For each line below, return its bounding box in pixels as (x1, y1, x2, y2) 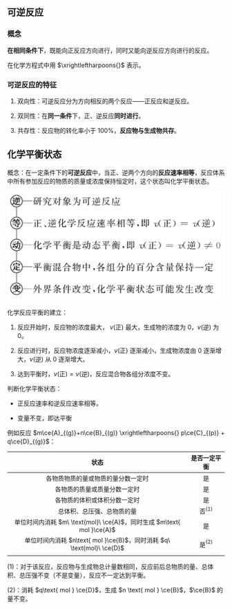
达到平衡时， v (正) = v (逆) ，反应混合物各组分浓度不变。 (17, 369, 175, 378)
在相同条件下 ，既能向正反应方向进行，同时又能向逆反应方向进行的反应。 (7, 46, 213, 54)
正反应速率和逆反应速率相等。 (17, 399, 102, 407)
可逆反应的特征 (7, 80, 57, 89)
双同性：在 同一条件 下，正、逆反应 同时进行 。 (17, 112, 145, 120)
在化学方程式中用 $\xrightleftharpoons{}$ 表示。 (7, 61, 145, 69)
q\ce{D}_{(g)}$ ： (7, 437, 56, 445)
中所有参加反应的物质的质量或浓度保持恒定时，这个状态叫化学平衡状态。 (7, 177, 213, 185)
